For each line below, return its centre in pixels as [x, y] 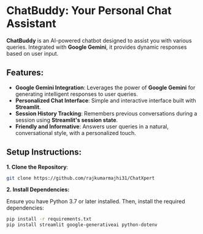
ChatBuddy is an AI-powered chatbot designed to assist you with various [99, 40]
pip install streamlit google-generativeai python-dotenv [82, 225]
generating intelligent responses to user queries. [76, 94]
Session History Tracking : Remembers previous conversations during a [106, 113]
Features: [25, 73]
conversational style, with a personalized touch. [75, 133]
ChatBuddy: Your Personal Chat [89, 11]
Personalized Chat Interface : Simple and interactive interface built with [105, 100]
